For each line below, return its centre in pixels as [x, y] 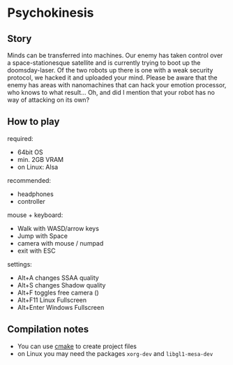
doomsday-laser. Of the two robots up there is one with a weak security [110, 70]
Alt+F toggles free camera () [58, 292]
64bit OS [30, 152]
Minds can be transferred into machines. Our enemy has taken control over [115, 55]
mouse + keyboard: [35, 215]
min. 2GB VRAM [40, 159]
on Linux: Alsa [38, 167]
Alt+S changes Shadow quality [61, 285]
